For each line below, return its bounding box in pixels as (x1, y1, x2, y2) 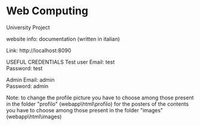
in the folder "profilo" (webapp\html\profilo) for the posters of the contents (6, 100, 189, 108)
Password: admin (6, 82, 49, 90)
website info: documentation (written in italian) (6, 35, 120, 42)
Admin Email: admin (6, 76, 55, 83)
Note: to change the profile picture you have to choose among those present (6, 94, 194, 101)
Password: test (6, 64, 43, 72)
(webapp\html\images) (6, 113, 62, 120)
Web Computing (6, 4, 89, 18)
